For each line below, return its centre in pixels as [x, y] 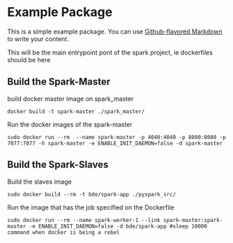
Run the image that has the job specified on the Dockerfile [91, 207]
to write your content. [38, 38]
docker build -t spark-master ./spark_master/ [76, 111]
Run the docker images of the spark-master [70, 124]
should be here [29, 59]
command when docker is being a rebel [63, 232]
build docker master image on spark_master [70, 98]
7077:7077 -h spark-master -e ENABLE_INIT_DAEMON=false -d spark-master [115, 143]
